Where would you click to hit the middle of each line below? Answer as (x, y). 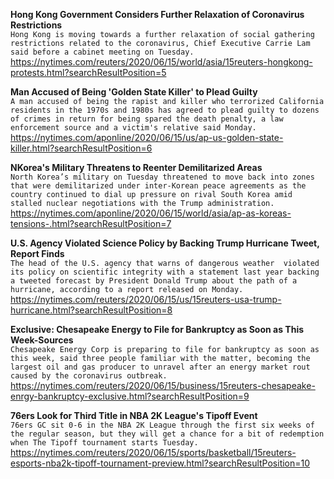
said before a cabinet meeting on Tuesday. (102, 52)
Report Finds (37, 253)
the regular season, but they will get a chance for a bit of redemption (167, 434)
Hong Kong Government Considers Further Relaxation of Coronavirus (157, 14)
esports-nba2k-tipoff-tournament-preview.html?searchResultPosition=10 (160, 463)
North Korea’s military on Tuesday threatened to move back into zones (162, 177)
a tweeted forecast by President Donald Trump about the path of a (154, 281)
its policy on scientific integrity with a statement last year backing (165, 272)
